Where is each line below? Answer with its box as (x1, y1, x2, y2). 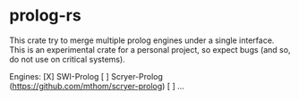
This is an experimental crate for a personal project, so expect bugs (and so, (9, 44, 291, 54)
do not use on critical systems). (9, 54, 125, 64)
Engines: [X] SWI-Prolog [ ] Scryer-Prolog (9, 71, 164, 81)
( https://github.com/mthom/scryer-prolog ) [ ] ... (9, 80, 185, 91)
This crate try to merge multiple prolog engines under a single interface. (9, 35, 275, 46)
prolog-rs (9, 5, 82, 26)
